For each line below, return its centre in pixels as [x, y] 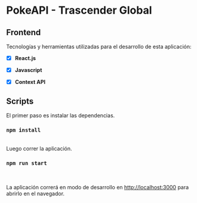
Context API [30, 82]
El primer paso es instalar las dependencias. [61, 115]
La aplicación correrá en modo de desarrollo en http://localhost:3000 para [98, 187]
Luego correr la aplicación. [39, 149]
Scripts [20, 101]
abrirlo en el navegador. [35, 193]
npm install [24, 130]
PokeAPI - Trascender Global [79, 10]
